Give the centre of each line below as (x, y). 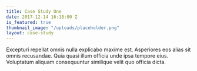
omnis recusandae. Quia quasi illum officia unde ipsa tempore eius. (87, 56)
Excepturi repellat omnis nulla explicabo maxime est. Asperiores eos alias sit (98, 49)
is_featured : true (29, 22)
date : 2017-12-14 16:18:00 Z (42, 17)
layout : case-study (30, 33)
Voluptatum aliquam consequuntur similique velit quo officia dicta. (86, 62)
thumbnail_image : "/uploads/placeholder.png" (63, 28)
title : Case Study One (34, 11)
